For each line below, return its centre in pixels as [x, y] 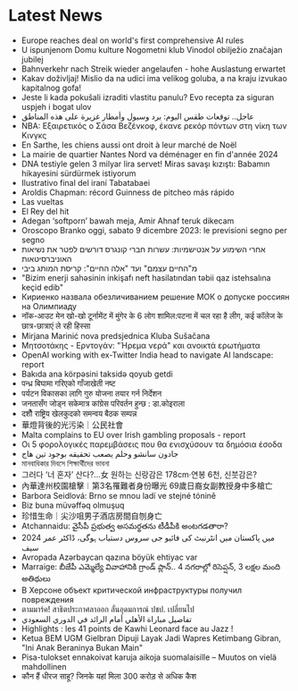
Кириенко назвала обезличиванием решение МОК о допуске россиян [155, 297]
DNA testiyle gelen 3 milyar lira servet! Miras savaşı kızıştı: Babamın [145, 164]
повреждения [47, 599]
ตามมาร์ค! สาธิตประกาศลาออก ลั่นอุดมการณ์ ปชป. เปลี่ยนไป [108, 609]
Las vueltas [42, 201]
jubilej [32, 59]
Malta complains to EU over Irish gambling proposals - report [133, 434]
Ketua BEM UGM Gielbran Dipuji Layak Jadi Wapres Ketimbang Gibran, [151, 638]
